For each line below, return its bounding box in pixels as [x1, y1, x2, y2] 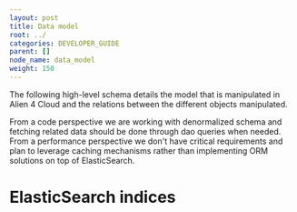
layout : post [9, 13, 59, 23]
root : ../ [9, 30, 47, 39]
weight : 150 [9, 65, 54, 74]
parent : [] [9, 47, 51, 56]
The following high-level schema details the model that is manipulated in [9, 88, 281, 100]
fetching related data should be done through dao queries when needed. [9, 126, 282, 136]
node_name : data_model [9, 56, 95, 65]
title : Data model [9, 22, 79, 31]
